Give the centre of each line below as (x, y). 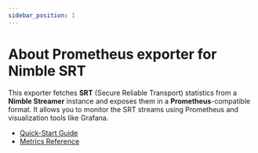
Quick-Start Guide (49, 133)
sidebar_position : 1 (42, 15)
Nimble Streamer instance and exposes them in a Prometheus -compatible (129, 101)
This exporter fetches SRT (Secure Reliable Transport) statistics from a (123, 93)
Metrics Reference (49, 141)
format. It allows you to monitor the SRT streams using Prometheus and (124, 109)
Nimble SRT (47, 71)
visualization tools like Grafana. (58, 118)
